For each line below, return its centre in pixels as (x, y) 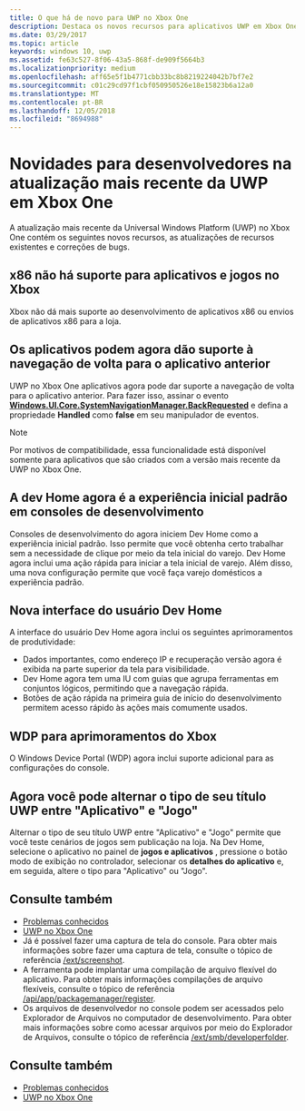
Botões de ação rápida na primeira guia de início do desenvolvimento (152, 698)
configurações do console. (60, 768)
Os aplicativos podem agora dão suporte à (132, 350)
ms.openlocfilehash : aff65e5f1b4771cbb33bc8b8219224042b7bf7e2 (132, 77)
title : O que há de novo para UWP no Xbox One (99, 18)
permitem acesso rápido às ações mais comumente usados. (135, 708)
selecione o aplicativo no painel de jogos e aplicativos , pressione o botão (148, 851)
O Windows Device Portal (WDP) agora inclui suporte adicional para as (142, 758)
